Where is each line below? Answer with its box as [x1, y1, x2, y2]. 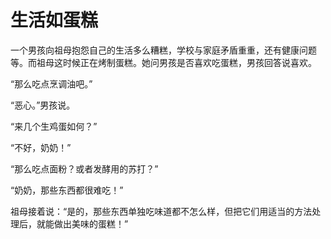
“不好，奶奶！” [10, 141, 72, 153]
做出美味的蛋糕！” [53, 217, 129, 230]
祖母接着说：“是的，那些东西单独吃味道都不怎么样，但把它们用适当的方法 [10, 205, 313, 217]
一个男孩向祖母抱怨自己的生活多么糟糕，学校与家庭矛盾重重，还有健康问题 [10, 44, 317, 56]
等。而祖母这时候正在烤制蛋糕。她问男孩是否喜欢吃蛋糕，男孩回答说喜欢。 [10, 56, 317, 68]
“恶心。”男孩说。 [10, 99, 76, 111]
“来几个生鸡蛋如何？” [10, 120, 98, 132]
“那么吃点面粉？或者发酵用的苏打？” [10, 162, 159, 175]
